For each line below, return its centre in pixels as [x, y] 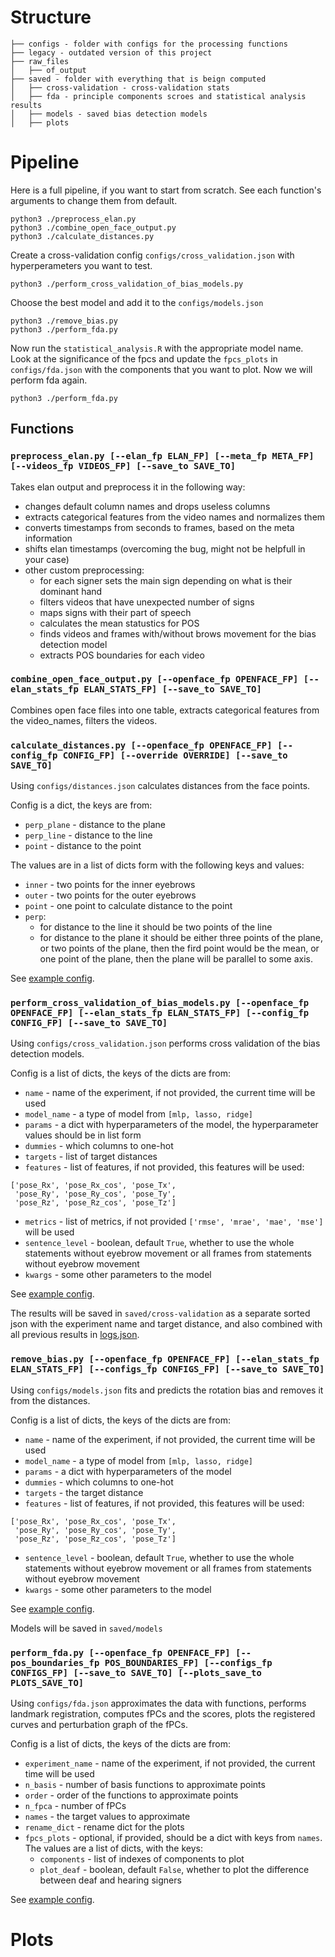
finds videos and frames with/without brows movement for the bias [178, 633]
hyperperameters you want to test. [81, 265]
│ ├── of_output [48, 70]
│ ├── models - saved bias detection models [109, 114]
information [48, 538]
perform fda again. [49, 380]
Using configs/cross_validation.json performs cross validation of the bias [165, 1043]
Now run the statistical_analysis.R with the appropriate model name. [157, 348]
